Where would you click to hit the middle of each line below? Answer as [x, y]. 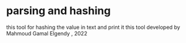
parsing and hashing [58, 11]
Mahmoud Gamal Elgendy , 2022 [47, 33]
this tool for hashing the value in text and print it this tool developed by [93, 27]
